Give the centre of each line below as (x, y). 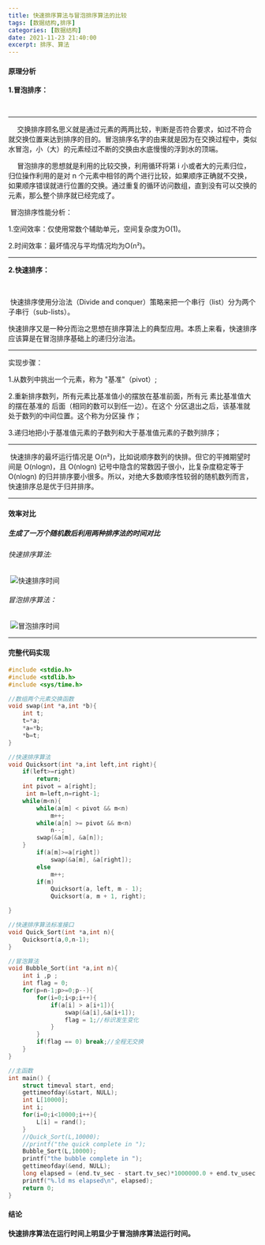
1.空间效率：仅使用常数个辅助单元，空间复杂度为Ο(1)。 (97, 229)
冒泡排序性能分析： (41, 212)
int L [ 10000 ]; (45, 1100)
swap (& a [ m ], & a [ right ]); (91, 860)
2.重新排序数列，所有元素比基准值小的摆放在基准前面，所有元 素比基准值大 (130, 396)
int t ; (33, 714)
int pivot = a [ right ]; (60, 787)
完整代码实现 (29, 652)
